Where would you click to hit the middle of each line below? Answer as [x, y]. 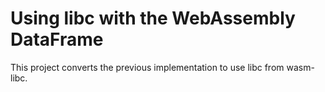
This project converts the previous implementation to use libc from [147, 67]
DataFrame [57, 39]
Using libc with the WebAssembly [153, 18]
